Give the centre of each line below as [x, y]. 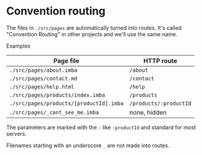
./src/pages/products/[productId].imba [66, 103]
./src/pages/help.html [42, 87]
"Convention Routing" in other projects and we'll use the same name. [92, 34]
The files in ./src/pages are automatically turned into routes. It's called [94, 28]
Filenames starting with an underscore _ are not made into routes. [88, 145]
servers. [17, 133]
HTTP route [161, 60]
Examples [18, 46]
